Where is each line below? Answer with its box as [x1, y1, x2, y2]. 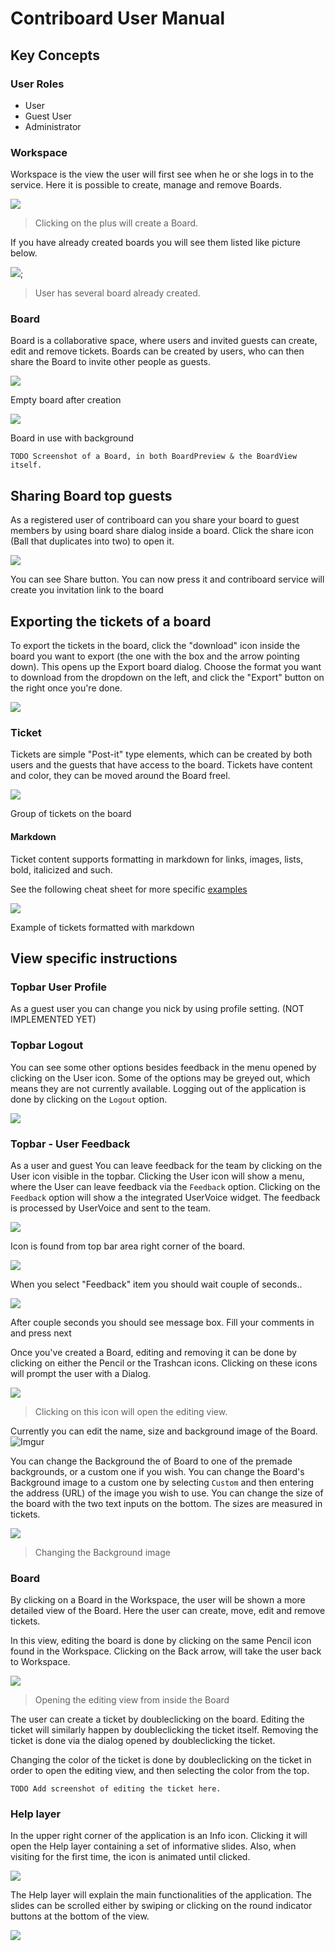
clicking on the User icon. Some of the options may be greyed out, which [10, 1072, 311, 1084]
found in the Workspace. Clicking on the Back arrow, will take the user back [10, 1645, 322, 1657]
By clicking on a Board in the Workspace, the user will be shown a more [10, 1594, 306, 1606]
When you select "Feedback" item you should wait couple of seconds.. [10, 1278, 303, 1290]
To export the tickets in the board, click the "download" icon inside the [10, 640, 301, 652]
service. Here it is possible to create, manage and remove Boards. [10, 179, 282, 191]
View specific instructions [10, 950, 178, 967]
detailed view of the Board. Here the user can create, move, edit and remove [10, 1605, 326, 1617]
